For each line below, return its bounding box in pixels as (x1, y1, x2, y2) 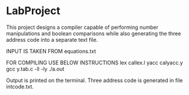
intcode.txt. (6, 83, 34, 90)
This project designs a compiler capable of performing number (6, 24, 159, 31)
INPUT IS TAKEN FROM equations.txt (6, 47, 96, 54)
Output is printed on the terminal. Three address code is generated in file (6, 77, 183, 84)
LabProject (6, 4, 61, 18)
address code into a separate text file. (6, 36, 98, 43)
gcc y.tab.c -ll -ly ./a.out (6, 65, 65, 72)
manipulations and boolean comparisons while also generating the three (6, 30, 181, 37)
